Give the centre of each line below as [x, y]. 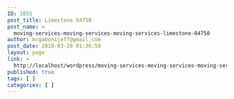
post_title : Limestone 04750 [49, 20]
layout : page [26, 53]
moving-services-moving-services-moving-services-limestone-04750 [112, 33]
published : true [31, 72]
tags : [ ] [22, 78]
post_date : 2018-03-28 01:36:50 [54, 46]
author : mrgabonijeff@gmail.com [54, 40]
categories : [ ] [31, 85]
